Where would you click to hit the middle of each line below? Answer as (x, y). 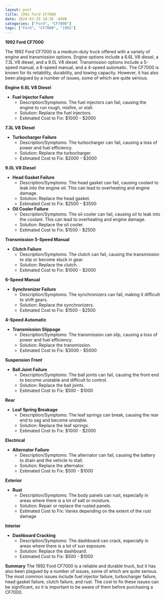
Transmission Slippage (36, 330)
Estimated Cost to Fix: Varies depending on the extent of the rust (85, 511)
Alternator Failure (31, 450)
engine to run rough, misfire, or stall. (56, 108)
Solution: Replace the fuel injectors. (56, 113)
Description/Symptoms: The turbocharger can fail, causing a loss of (88, 143)
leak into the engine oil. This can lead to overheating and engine (85, 188)
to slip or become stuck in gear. (51, 259)
